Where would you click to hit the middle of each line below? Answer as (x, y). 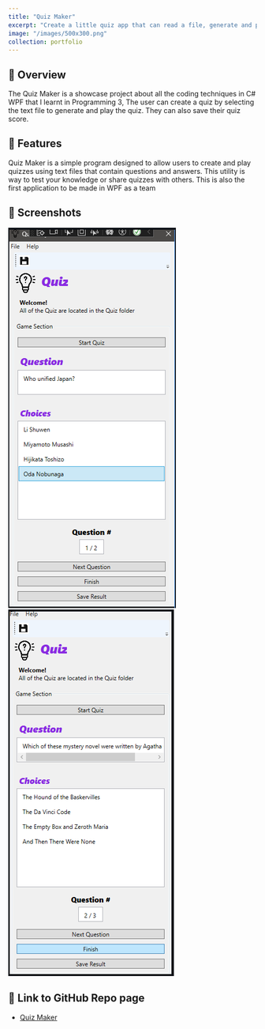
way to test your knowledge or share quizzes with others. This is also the (127, 179)
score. (19, 119)
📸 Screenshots (45, 213)
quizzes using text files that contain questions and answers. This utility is (127, 171)
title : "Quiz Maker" (42, 17)
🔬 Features (35, 143)
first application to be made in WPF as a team (82, 188)
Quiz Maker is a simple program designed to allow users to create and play (129, 163)
